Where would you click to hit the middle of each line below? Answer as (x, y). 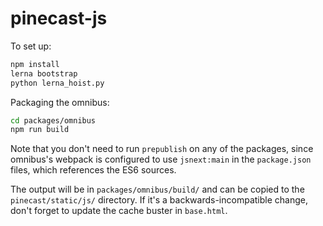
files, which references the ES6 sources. (93, 170)
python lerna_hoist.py (57, 83)
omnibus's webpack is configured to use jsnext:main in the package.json (161, 159)
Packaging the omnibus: (60, 102)
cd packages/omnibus (53, 120)
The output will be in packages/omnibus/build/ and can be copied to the (157, 189)
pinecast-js (59, 18)
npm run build (40, 130)
